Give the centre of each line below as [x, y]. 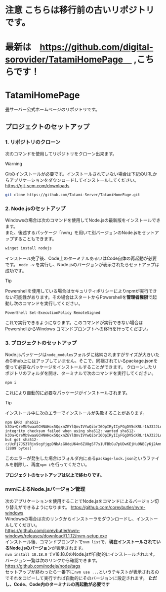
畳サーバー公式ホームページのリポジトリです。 [52, 109]
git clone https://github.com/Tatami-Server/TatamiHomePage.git [73, 195]
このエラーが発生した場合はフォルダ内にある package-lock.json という [76, 458]
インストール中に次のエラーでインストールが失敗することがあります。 [76, 413]
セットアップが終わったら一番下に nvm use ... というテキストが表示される [80, 572]
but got [13, 440]
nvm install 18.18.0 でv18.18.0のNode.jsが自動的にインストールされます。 [81, 554]
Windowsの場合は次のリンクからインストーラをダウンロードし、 [71, 518]
